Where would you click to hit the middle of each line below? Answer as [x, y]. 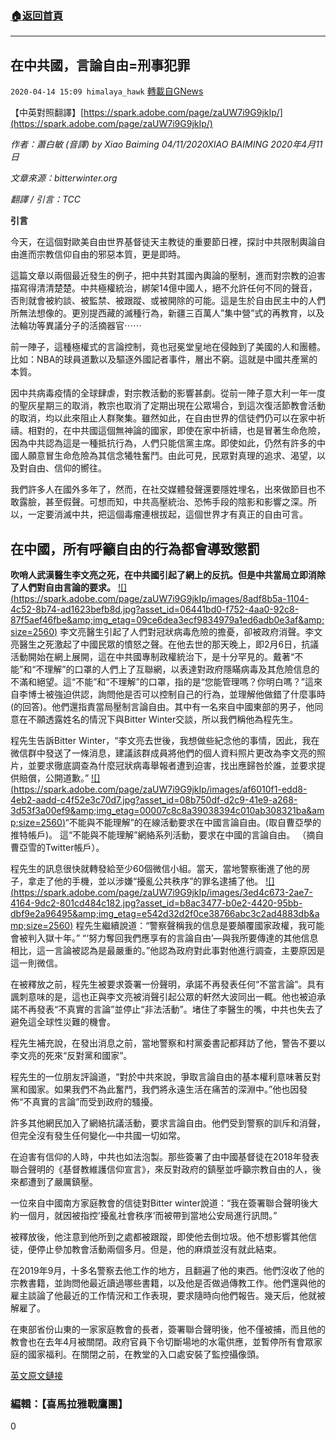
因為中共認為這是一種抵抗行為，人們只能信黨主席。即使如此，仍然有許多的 [163, 443]
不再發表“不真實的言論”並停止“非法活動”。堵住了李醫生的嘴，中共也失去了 [171, 1009]
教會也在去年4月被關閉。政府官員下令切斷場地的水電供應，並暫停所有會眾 [162, 1341]
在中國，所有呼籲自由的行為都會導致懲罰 [135, 548]
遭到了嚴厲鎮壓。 [62, 1181]
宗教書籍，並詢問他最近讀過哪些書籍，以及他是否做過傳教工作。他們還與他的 [168, 1283]
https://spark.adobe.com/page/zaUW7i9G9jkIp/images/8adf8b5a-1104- [161, 598]
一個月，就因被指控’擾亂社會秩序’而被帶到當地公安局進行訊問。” [148, 1215]
